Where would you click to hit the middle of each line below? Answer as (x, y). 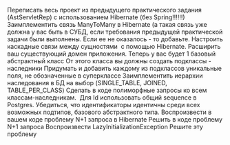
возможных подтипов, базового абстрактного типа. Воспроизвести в (109, 112)
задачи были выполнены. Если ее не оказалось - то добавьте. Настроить (115, 39)
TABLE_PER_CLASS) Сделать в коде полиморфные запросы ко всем (107, 90)
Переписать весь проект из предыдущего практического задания (104, 10)
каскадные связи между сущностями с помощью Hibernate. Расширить (114, 46)
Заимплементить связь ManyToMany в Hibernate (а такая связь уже (107, 24)
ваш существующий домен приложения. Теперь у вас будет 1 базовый (112, 54)
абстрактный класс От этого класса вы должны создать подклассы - (109, 61)
